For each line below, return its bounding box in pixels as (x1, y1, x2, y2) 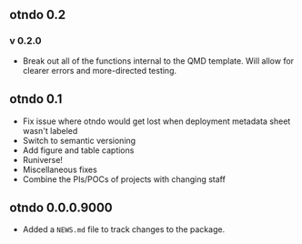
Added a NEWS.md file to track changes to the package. (22, 224, 226, 235)
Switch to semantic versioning (22, 135, 136, 146)
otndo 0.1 (9, 91, 63, 107)
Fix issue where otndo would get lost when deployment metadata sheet (22, 116, 291, 127)
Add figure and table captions (22, 145, 135, 156)
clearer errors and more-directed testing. (22, 65, 177, 76)
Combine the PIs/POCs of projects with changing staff (22, 173, 226, 185)
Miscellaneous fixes (22, 164, 97, 175)
